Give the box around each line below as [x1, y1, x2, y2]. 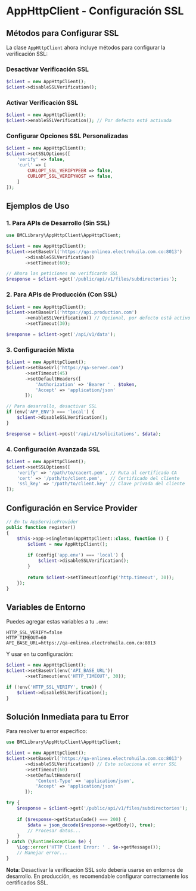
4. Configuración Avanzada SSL [6, 445, 100, 453]
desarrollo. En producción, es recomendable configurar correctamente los [6, 872, 189, 880]
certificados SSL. [6, 878, 49, 886]
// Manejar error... [17, 850, 68, 856]
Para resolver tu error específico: [6, 728, 88, 735]
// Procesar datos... [27, 828, 82, 834]
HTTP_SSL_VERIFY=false [6, 630, 63, 635]
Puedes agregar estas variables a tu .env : [6, 618, 108, 625]
